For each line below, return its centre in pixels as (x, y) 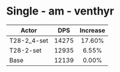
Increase (92, 30)
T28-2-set (26, 50)
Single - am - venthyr (60, 11)
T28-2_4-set (29, 41)
